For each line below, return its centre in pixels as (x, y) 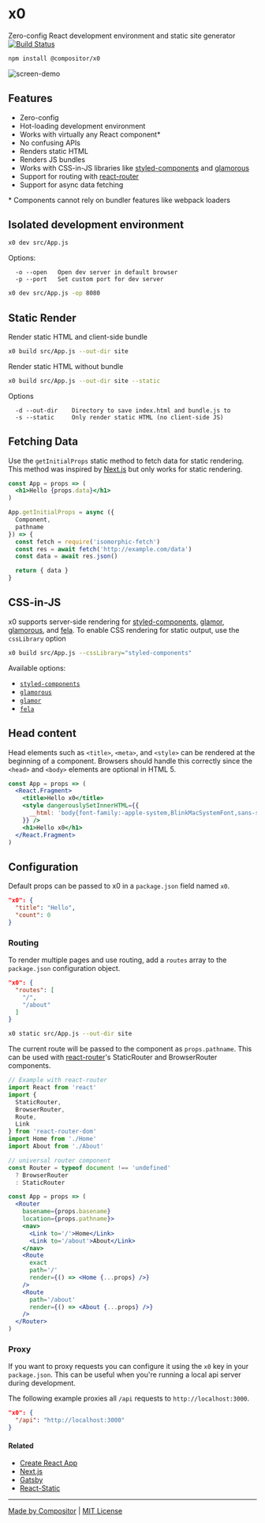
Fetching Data (43, 442)
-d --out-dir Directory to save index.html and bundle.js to (123, 410)
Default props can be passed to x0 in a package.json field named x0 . (119, 886)
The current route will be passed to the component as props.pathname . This (130, 1049)
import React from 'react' (52, 1088)
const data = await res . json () (67, 557)
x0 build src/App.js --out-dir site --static (84, 381)
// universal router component (60, 1160)
